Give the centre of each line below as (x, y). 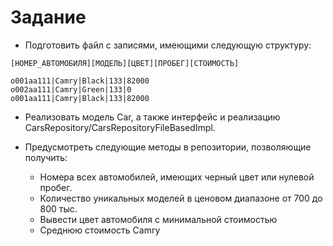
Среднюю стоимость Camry (100, 230)
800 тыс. (58, 208)
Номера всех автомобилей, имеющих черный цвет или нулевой (177, 177)
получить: (46, 157)
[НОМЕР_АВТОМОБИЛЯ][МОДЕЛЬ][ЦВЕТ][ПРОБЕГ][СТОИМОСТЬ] (125, 63)
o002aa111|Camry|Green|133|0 (71, 89)
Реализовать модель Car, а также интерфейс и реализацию (152, 117)
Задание (48, 17)
